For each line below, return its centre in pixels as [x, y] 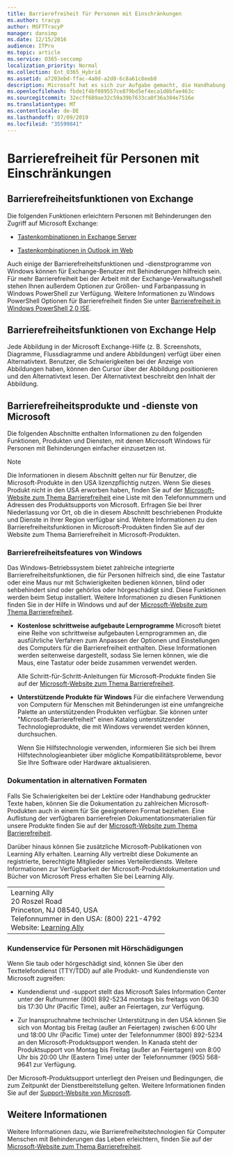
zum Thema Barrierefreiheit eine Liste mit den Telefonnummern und [129, 498]
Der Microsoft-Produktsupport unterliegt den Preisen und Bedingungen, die [115, 1078]
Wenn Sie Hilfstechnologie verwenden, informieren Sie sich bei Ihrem [116, 748]
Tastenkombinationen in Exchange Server [77, 236]
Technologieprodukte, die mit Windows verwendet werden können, [113, 727]
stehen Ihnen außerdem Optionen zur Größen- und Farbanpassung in [107, 286]
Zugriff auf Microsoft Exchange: [53, 223]
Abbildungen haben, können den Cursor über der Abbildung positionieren [112, 369]
